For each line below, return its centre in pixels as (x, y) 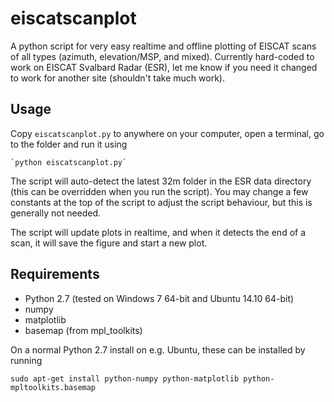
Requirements (55, 274)
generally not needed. (56, 213)
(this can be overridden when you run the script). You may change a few (159, 191)
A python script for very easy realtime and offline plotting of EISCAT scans (163, 46)
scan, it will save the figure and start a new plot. (109, 243)
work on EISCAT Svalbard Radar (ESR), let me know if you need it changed (164, 67)
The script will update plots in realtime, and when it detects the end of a (158, 232)
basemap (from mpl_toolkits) (83, 330)
